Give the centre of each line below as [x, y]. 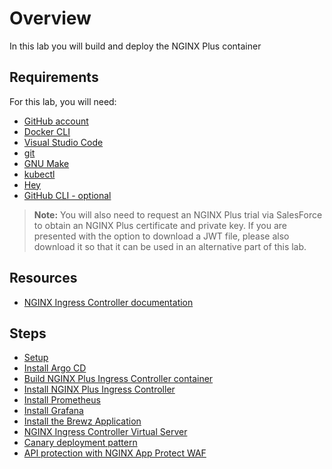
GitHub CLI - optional [67, 195]
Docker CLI [47, 131]
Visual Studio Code [63, 142]
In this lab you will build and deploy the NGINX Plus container [135, 46]
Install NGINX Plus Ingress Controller [99, 389]
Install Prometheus [62, 400]
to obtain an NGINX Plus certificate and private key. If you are [160, 225]
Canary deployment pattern [80, 443]
